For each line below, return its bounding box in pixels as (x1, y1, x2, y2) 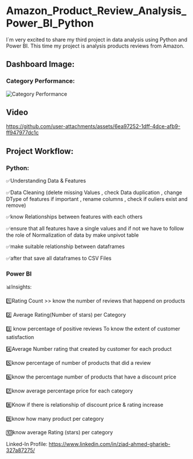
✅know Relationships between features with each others (6, 213, 143, 220)
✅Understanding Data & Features (6, 177, 87, 185)
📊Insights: (6, 283, 32, 290)
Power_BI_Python (6, 16, 94, 30)
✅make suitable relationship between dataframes (6, 243, 125, 250)
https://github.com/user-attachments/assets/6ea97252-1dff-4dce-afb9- (6, 123, 181, 130)
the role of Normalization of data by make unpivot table (6, 232, 139, 239)
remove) (6, 202, 26, 209)
